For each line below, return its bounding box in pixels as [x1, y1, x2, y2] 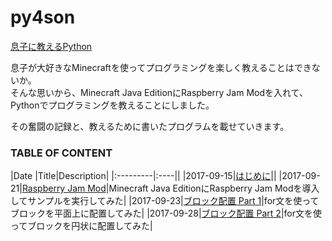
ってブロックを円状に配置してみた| [10, 220, 153, 232]
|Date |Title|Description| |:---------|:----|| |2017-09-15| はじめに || [10, 170, 277, 182]
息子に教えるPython [10, 40, 93, 52]
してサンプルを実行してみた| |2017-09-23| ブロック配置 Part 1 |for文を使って [10, 195, 320, 207]
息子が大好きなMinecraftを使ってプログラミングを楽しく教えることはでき [10, 61, 312, 73]
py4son [10, 6, 76, 29]
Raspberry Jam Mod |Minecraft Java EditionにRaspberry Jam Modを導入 [21, 182, 320, 195]
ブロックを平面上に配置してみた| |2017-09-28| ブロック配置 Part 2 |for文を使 [10, 207, 322, 220]
